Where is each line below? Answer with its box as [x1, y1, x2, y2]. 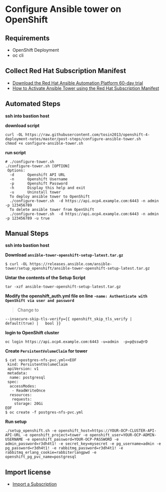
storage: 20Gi [14, 401, 43, 406]
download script [5, 122, 40, 128]
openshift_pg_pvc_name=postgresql [5, 454, 77, 460]
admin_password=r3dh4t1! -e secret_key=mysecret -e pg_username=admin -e [5, 441, 162, 446]
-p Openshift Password [9, 181, 68, 186]
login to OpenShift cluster [5, 330, 60, 336]
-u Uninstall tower [9, 190, 61, 195]
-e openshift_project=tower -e [23, 433, 88, 438]
